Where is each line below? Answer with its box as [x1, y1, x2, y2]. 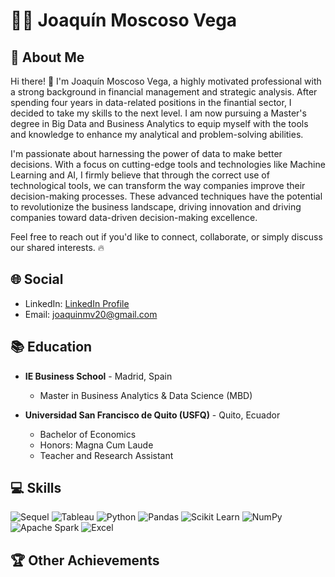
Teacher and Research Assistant [39, 449, 174, 461]
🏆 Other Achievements [10, 552, 160, 569]
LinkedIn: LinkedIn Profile [24, 297, 130, 309]
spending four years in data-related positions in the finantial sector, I [10, 97, 292, 108]
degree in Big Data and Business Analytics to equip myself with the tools [10, 118, 309, 129]
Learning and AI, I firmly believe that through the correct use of [10, 169, 270, 181]
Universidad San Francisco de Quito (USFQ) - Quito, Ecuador [24, 409, 281, 421]
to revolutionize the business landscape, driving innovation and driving [10, 201, 302, 213]
